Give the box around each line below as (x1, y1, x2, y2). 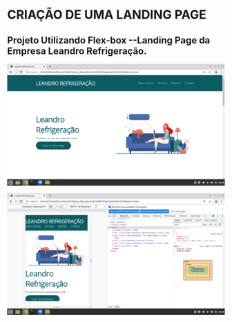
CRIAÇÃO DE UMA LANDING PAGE (7, 7, 207, 23)
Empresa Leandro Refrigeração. (7, 45, 147, 57)
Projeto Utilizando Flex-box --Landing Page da (7, 34, 211, 46)
